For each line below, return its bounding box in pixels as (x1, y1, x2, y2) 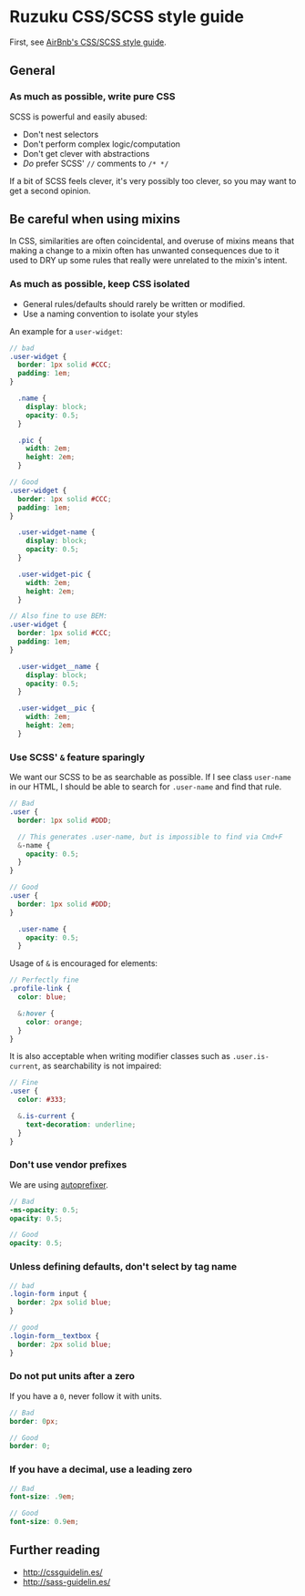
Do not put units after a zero (9, 1370, 135, 1383)
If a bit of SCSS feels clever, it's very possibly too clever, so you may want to (9, 175, 297, 186)
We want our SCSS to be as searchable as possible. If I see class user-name (9, 772, 291, 783)
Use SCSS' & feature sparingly (9, 750, 146, 763)
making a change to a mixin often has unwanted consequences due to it (9, 245, 280, 256)
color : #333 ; (17, 1096, 67, 1105)
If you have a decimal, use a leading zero (9, 1463, 193, 1476)
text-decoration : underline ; (25, 1119, 137, 1129)
